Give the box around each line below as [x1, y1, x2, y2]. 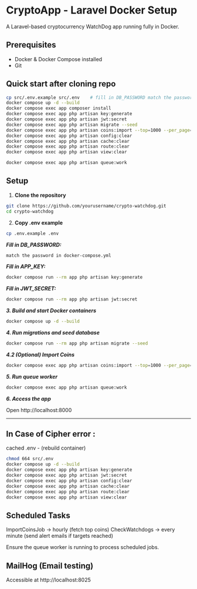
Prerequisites [6, 40, 56, 50]
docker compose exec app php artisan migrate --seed [6, 122, 138, 128]
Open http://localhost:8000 [6, 406, 72, 413]
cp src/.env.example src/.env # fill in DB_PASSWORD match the [6, 95, 172, 101]
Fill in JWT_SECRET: [6, 285, 57, 292]
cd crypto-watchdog [6, 208, 54, 215]
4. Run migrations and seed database [6, 329, 100, 336]
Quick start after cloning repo [6, 79, 116, 89]
